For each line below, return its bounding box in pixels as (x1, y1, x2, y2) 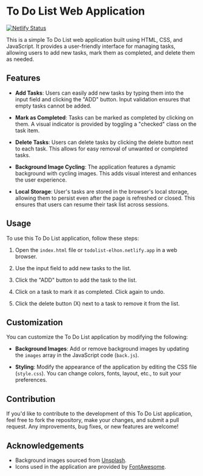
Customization (6, 317, 64, 327)
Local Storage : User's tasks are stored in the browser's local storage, (15, 188, 189, 195)
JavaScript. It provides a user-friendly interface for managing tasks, (6, 42, 176, 50)
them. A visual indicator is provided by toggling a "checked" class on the (15, 120, 197, 127)
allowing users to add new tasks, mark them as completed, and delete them (6, 49, 195, 56)
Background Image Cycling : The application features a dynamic (15, 163, 176, 171)
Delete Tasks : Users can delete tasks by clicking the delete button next (15, 138, 194, 146)
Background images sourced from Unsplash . (15, 457, 127, 464)
